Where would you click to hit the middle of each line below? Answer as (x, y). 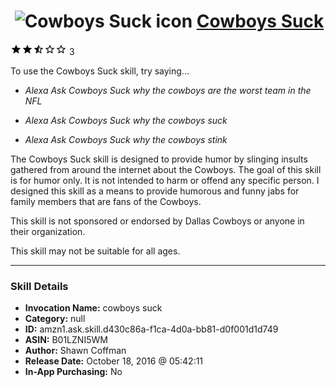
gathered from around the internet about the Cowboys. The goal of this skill (166, 169)
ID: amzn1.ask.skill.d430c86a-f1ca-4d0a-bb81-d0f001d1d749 (151, 329)
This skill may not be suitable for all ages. (95, 251)
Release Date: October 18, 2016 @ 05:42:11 (114, 361)
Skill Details (39, 286)
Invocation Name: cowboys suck (93, 308)
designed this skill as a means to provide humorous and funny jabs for (155, 191)
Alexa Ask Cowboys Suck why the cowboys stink (126, 139)
